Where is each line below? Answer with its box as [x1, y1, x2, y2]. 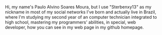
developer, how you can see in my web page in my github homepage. [5, 24, 144, 30]
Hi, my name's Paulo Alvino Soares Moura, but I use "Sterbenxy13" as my [5, 4, 152, 10]
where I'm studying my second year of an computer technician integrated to [5, 14, 157, 20]
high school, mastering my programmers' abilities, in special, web [5, 19, 136, 25]
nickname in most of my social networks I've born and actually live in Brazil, [5, 9, 157, 15]
